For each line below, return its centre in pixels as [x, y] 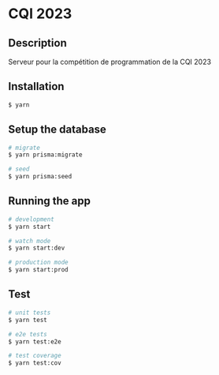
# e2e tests [28, 334]
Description [37, 43]
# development [32, 219]
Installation [36, 86]
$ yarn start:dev [37, 248]
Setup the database [57, 130]
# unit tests [30, 313]
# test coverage [35, 356]
